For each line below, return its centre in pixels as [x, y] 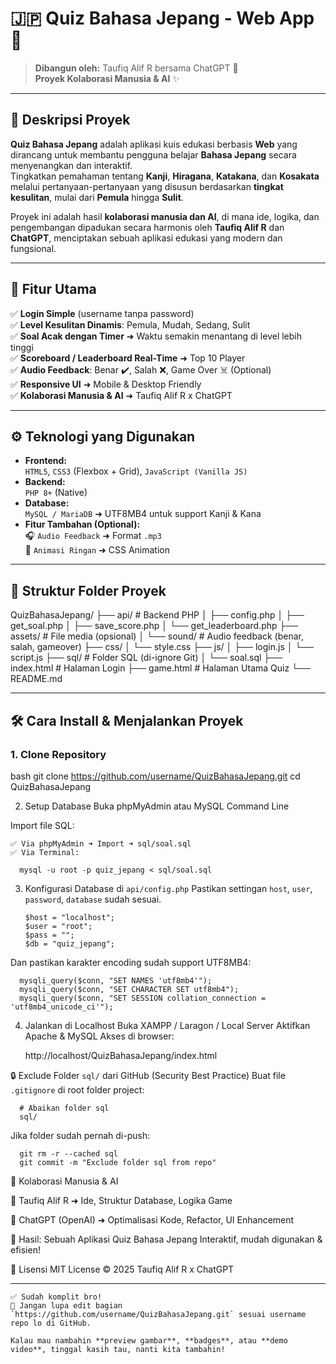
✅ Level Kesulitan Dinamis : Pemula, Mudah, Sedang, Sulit [130, 324]
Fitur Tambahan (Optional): [82, 524]
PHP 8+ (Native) [56, 493]
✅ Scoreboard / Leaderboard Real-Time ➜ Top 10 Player [128, 358]
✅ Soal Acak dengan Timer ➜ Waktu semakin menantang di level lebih [156, 336]
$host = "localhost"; [69, 917]
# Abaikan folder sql [64, 1108]
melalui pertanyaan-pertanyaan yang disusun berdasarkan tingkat [147, 186]
